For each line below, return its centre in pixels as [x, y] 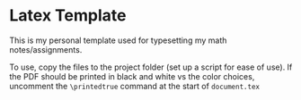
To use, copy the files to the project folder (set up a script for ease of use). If [151, 67]
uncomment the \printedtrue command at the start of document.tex [135, 86]
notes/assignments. [46, 49]
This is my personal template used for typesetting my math [118, 40]
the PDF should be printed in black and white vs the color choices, [132, 76]
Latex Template [68, 16]
